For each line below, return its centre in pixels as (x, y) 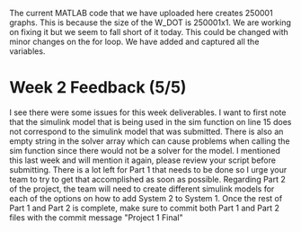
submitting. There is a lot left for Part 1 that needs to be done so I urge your (148, 169)
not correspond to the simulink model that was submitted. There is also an (146, 131)
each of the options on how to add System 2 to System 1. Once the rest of (146, 198)
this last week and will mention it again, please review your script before (143, 160)
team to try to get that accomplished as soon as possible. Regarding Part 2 (147, 179)
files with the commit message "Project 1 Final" (96, 217)
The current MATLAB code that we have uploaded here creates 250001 (141, 13)
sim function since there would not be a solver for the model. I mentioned (145, 150)
